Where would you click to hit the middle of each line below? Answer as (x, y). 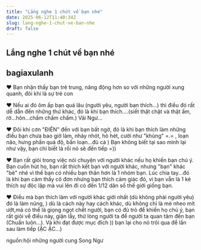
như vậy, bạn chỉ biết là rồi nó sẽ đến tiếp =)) (61, 149)
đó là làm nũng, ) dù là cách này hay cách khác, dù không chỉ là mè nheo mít (101, 203)
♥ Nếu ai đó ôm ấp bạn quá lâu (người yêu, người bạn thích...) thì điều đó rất (100, 105)
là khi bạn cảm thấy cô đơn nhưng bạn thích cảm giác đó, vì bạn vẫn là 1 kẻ (99, 179)
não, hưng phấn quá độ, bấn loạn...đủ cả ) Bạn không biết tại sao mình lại (96, 142)
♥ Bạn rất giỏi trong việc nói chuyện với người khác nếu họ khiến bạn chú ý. (100, 160)
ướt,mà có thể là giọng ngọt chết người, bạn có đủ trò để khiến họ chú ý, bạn (100, 210)
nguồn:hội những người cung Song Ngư (55, 240)
